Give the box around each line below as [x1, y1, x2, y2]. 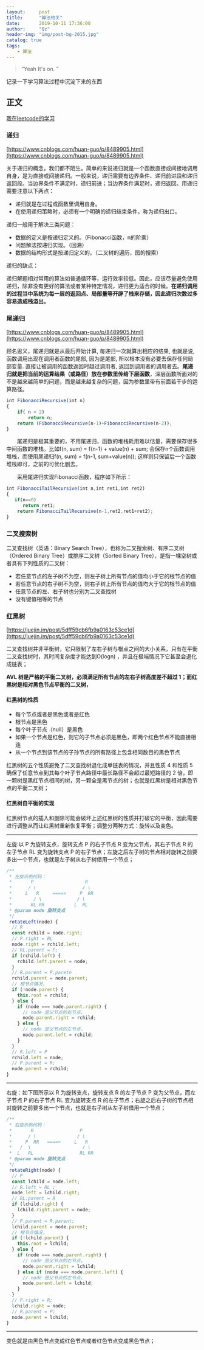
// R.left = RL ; [12, 1184, 56, 1190]
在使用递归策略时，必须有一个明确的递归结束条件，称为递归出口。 [15, 207, 180, 215]
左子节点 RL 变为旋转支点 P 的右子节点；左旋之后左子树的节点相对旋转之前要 [6, 848, 198, 855]
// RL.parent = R [12, 1195, 56, 1202]
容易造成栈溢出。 [6, 297, 49, 305]
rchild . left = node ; [12, 1054, 64, 1060]
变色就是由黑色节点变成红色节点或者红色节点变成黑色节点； [6, 1337, 155, 1345]
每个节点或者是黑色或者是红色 [15, 711, 90, 718]
